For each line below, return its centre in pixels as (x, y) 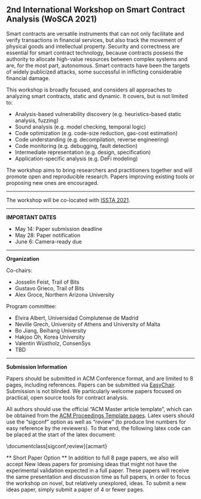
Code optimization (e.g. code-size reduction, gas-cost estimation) (96, 133)
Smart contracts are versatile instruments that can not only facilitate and (95, 34)
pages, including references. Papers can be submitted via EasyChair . (91, 385)
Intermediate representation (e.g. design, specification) (83, 152)
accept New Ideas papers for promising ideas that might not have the (92, 464)
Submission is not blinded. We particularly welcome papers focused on (94, 391)
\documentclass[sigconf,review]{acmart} (57, 446)
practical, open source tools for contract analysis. (67, 397)
